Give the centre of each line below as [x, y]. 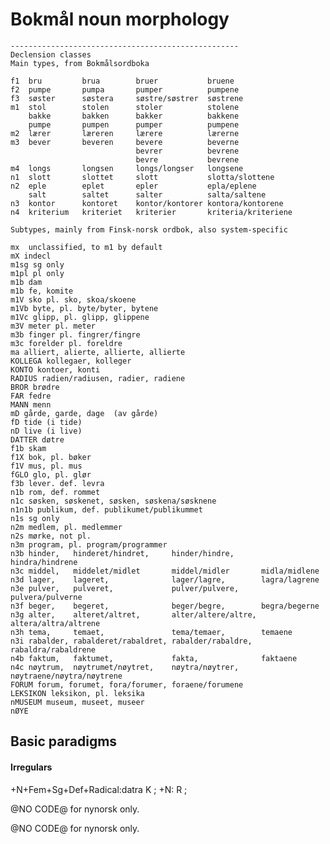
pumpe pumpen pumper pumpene [134, 124]
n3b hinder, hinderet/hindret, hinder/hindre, [122, 553]
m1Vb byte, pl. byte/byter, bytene [84, 308]
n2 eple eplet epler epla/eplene [133, 186]
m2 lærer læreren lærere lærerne [125, 133]
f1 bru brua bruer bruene [122, 81]
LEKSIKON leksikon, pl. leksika [77, 693]
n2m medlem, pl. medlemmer [66, 527]
